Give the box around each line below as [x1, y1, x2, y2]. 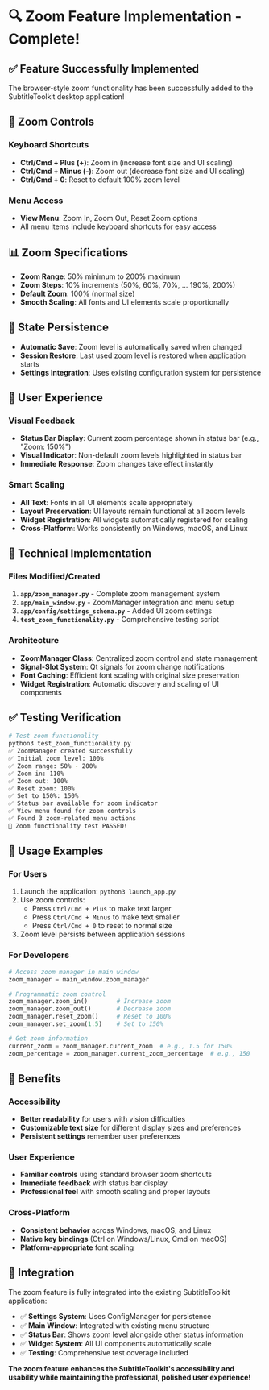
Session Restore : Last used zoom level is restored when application [19, 351, 246, 360]
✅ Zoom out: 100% [8, 777, 68, 785]
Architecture [8, 635, 60, 646]
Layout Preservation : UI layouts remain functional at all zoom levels [19, 506, 246, 516]
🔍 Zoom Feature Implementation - [8, 7, 242, 26]
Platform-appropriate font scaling [19, 1243, 134, 1252]
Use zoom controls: [19, 895, 85, 905]
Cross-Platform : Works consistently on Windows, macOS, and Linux [19, 523, 248, 533]
